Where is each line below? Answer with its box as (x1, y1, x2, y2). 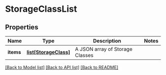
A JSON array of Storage (75, 46, 132, 52)
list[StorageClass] (26, 49, 71, 55)
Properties (5, 23, 39, 31)
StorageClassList (5, 3, 78, 15)
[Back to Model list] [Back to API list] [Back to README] (5, 65, 119, 70)
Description (93, 38, 122, 44)
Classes (75, 52, 94, 58)
